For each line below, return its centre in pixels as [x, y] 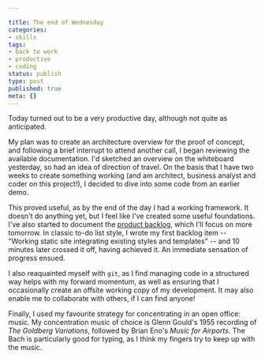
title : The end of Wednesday [56, 22]
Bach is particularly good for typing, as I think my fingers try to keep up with [132, 339]
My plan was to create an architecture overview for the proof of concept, [127, 142]
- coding [22, 67]
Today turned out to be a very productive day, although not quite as [118, 119]
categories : [28, 30]
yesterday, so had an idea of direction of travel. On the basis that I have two [131, 168]
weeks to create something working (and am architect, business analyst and [132, 175]
